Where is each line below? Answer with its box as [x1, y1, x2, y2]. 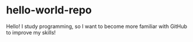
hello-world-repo [6, 3, 92, 17]
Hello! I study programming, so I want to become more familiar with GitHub [6, 23, 187, 30]
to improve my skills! [6, 29, 56, 36]
